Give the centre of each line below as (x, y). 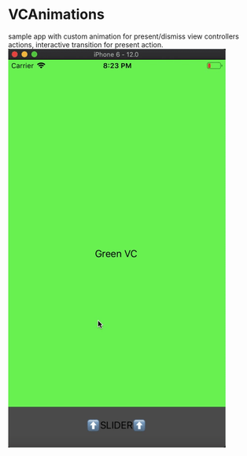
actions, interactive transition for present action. (86, 44)
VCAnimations (56, 15)
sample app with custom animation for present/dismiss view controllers (124, 36)
